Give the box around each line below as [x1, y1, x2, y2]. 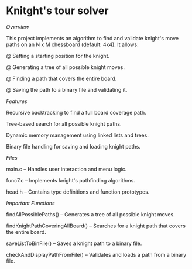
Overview [6, 23, 29, 30]
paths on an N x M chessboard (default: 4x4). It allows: [6, 41, 139, 48]
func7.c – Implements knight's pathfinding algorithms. [6, 177, 136, 184]
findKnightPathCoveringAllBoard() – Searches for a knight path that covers [6, 222, 186, 229]
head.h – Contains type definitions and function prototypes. [6, 188, 150, 195]
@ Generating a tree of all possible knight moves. [6, 63, 125, 71]
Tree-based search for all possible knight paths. [6, 120, 122, 127]
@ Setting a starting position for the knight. [6, 52, 110, 59]
